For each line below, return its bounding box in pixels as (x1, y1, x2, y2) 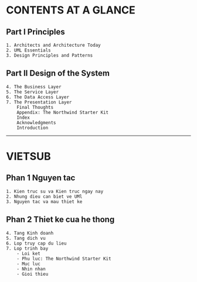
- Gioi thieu (16, 271, 49, 277)
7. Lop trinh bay (6, 245, 49, 252)
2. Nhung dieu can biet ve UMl (6, 194, 83, 200)
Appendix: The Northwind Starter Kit (16, 109, 109, 115)
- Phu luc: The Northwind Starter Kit (16, 256, 111, 262)
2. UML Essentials (6, 47, 51, 53)
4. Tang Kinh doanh (6, 230, 54, 236)
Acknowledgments (16, 119, 57, 126)
